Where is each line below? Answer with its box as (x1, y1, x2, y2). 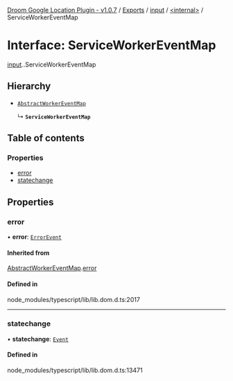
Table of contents (7, 132, 85, 144)
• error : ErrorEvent (7, 233, 62, 241)
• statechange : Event (7, 335, 69, 343)
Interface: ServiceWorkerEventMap (7, 37, 216, 53)
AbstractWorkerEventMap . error (7, 264, 97, 272)
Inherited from (7, 249, 50, 257)
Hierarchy (7, 80, 51, 92)
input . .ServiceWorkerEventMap (7, 60, 96, 69)
